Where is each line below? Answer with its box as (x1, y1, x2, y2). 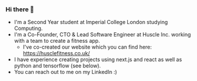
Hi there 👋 (5, 5, 35, 14)
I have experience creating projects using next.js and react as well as (14, 56, 182, 63)
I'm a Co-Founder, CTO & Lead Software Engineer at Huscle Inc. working (14, 31, 191, 38)
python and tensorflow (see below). (14, 62, 101, 69)
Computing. (14, 25, 43, 32)
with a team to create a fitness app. (14, 38, 100, 45)
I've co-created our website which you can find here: (22, 43, 152, 50)
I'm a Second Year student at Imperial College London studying (14, 19, 168, 26)
